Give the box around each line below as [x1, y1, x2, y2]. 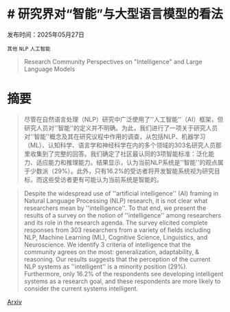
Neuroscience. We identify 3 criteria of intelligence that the [23, 240, 192, 249]
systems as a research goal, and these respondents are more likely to [23, 277, 221, 285]
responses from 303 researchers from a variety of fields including [23, 225, 211, 234]
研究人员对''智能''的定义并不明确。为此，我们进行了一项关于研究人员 [23, 123, 218, 132]
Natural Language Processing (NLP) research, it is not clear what [23, 196, 208, 205]
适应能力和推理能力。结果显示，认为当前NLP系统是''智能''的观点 [36, 158, 218, 166]
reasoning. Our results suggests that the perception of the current [23, 255, 211, 263]
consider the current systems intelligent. [23, 284, 139, 293]
